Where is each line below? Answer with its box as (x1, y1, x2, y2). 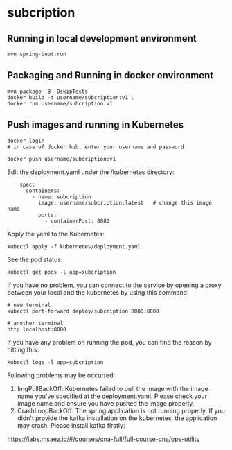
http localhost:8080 (7, 326, 67, 333)
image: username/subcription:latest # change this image (37, 199, 213, 206)
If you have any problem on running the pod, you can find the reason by (7, 338, 213, 346)
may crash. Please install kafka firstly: (17, 421, 125, 429)
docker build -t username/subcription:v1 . (7, 94, 135, 101)
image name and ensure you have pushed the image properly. (17, 399, 195, 407)
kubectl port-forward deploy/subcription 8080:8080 (7, 307, 159, 315)
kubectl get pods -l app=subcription (7, 268, 116, 275)
